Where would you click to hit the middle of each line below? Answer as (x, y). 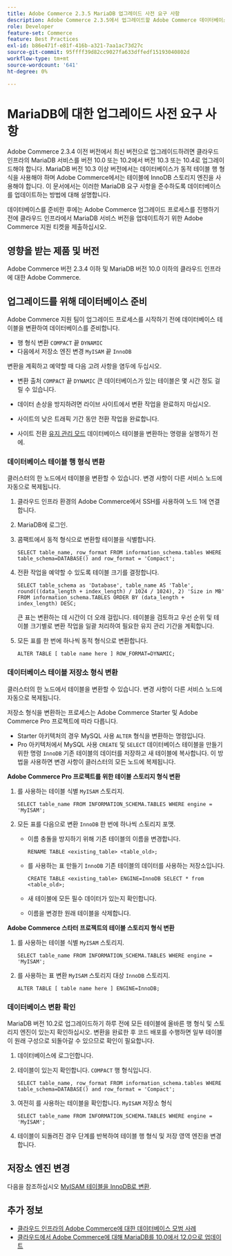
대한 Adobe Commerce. (48, 277)
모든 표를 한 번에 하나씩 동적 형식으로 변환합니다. (83, 641)
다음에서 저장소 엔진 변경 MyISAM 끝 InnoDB (74, 352)
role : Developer (30, 26)
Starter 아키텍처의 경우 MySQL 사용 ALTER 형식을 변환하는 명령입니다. (111, 736)
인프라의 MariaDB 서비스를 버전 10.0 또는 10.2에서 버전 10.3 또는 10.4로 (104, 161)
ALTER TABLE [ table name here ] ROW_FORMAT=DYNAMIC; (96, 654)
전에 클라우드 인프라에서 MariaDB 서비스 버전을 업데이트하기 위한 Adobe (105, 218)
